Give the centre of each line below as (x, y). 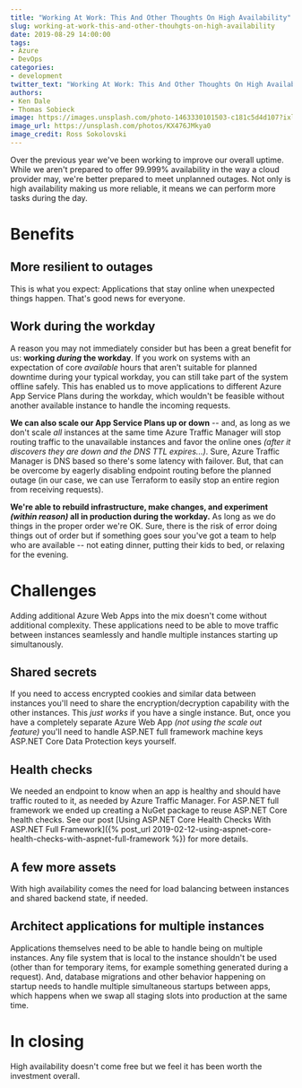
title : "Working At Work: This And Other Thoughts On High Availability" (151, 17)
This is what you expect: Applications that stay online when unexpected (143, 289)
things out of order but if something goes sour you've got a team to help (143, 535)
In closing (47, 1042)
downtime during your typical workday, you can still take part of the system (149, 377)
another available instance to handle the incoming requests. (121, 405)
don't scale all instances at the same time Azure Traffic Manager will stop (146, 432)
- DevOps (26, 59)
